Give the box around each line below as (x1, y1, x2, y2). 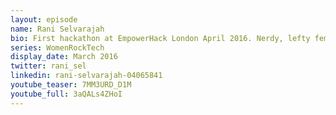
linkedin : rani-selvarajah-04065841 (10, 71, 163, 81)
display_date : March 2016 (10, 52, 118, 62)
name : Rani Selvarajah (10, 24, 105, 34)
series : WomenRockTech (10, 42, 105, 53)
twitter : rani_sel (10, 61, 87, 71)
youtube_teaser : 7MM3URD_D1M (10, 80, 132, 90)
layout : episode (10, 14, 78, 25)
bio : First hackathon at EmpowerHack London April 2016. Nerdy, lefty (10, 33, 311, 43)
